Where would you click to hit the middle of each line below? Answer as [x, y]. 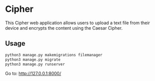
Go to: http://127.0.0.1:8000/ [33, 74]
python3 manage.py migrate [33, 60]
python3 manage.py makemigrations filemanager [54, 55]
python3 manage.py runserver [35, 64]
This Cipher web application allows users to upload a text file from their [78, 23]
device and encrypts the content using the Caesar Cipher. [64, 28]
